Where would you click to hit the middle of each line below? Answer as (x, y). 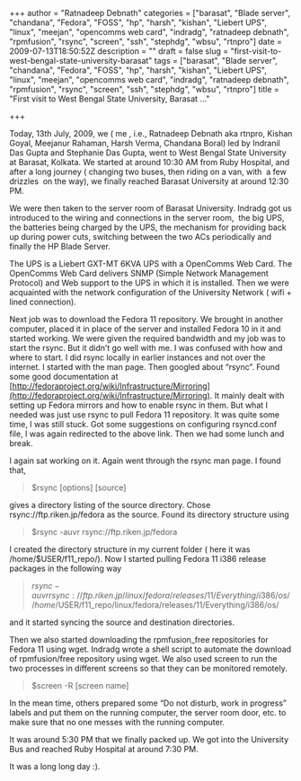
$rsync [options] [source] (79, 487)
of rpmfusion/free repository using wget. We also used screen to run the (143, 658)
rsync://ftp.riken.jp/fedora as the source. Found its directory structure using (149, 514)
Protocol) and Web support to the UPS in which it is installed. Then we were (149, 283)
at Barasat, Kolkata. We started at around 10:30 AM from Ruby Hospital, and (150, 162)
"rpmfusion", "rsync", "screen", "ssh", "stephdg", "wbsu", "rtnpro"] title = (145, 89)
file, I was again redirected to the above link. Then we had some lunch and (147, 434)
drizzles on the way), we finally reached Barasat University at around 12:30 (149, 181)
